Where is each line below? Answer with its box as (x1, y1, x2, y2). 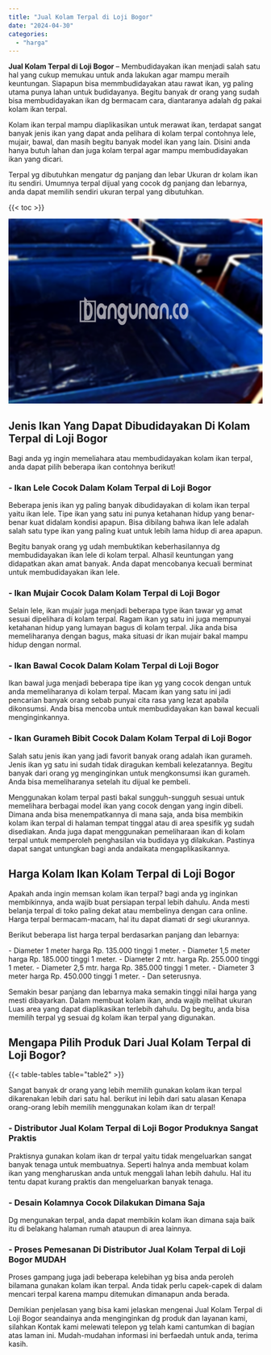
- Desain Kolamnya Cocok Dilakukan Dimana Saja (8, 1197, 206, 1208)
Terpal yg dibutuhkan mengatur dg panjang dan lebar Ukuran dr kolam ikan (8, 170, 258, 180)
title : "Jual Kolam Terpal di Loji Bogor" (8, 13, 153, 21)
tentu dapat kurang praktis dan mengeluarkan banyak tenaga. (8, 1177, 214, 1187)
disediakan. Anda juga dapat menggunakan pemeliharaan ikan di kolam (8, 826, 245, 836)
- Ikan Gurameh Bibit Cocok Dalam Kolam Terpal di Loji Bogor (8, 733, 252, 744)
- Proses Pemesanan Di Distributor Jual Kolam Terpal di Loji (8, 1244, 246, 1255)
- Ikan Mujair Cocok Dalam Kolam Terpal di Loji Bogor (8, 587, 220, 598)
